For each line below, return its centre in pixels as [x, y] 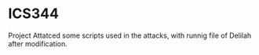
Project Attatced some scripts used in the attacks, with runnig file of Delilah [130, 35]
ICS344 [33, 14]
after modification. [38, 43]
